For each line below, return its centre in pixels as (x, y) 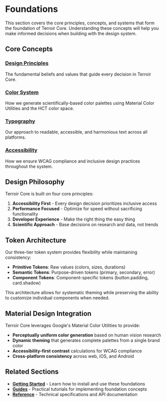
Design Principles (27, 63)
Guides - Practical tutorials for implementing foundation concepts (80, 389)
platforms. (16, 137)
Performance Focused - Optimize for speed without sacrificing (77, 209)
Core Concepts (29, 49)
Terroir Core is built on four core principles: (49, 194)
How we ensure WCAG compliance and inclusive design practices (73, 161)
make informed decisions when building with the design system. (71, 33)
